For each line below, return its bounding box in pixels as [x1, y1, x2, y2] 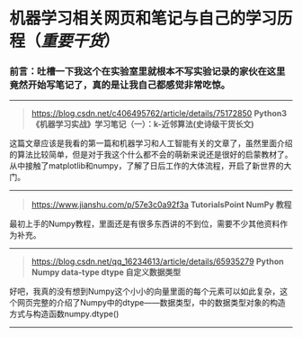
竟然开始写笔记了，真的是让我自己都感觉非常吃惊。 [9, 78, 231, 91]
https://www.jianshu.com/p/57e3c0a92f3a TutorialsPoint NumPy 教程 [31, 199, 292, 210]
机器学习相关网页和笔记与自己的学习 [9, 8, 278, 29]
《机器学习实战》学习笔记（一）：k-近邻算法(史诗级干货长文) [31, 119, 254, 130]
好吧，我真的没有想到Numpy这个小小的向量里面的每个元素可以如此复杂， [9, 286, 280, 297]
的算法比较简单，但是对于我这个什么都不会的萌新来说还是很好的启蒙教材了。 [9, 150, 293, 160]
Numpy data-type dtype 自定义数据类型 [31, 267, 182, 278]
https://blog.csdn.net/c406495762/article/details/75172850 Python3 [31, 108, 288, 119]
